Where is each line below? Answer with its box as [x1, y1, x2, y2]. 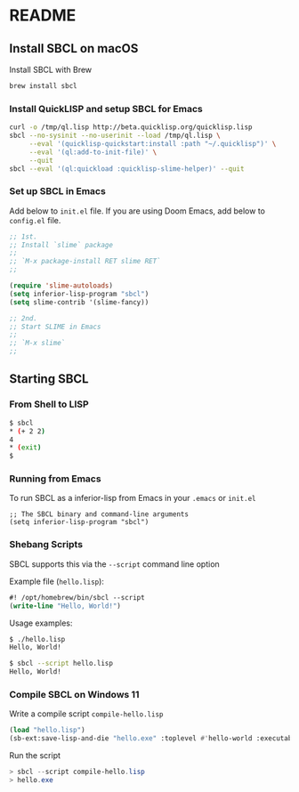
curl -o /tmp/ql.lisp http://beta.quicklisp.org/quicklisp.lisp [9, 123, 253, 132]
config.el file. [9, 214, 61, 225]
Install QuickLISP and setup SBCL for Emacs [9, 102, 203, 115]
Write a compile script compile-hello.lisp [9, 708, 164, 719]
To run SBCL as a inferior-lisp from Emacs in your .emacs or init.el [9, 493, 256, 504]
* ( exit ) [9, 443, 42, 452]
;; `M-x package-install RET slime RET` [9, 257, 162, 266]
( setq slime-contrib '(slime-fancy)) [9, 297, 149, 307]
